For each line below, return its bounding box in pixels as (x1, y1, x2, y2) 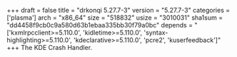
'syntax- (143, 28, 168, 37)
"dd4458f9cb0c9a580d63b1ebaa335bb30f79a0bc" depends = (6, 21, 193, 29)
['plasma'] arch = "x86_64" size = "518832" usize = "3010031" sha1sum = (6, 13, 223, 22)
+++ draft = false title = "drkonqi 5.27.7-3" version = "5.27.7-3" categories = (6, 6, 231, 14)
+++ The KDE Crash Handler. (6, 44, 93, 51)
